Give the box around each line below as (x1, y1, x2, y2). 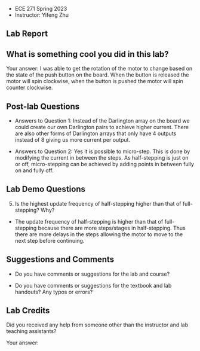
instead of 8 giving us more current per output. (14, 136, 130, 144)
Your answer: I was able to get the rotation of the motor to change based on (6, 65, 193, 72)
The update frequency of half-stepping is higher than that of (14, 218, 164, 225)
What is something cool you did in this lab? (6, 49, 169, 59)
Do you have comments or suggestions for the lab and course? (14, 270, 170, 277)
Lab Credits (6, 306, 50, 316)
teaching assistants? (6, 328, 57, 335)
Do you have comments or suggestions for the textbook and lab (14, 282, 172, 289)
